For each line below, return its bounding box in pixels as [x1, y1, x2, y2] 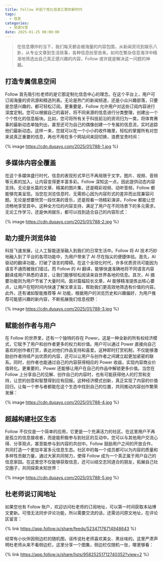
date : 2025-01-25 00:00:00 [5, 30, 60, 34]
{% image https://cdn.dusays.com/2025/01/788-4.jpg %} [5, 399, 120, 406]
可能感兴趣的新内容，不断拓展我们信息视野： [9, 296, 98, 302]
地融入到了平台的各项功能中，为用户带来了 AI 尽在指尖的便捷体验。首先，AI [5, 254, 156, 260]
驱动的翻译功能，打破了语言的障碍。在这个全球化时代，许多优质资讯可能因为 [5, 260, 158, 266]
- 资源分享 [9, 25, 29, 30]
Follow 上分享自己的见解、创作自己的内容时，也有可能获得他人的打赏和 [5, 372, 147, 377]
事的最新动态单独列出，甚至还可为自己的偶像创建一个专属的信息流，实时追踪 [5, 121, 158, 127]
